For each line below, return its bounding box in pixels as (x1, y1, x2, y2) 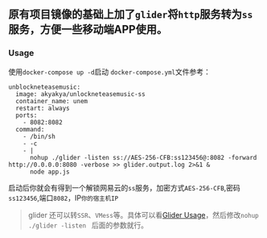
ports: (15, 111, 38, 119)
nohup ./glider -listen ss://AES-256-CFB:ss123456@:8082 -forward (29, 153, 257, 161)
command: (15, 125, 45, 133)
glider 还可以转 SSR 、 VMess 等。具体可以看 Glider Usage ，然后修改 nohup (27, 210, 259, 219)
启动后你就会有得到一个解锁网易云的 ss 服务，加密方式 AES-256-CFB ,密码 (8, 182, 241, 192)
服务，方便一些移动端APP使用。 (8, 23, 167, 36)
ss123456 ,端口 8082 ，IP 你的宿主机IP (8, 193, 119, 203)
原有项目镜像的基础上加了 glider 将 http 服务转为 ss (8, 7, 253, 22)
